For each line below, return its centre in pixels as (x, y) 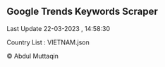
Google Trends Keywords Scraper (82, 12)
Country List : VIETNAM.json (48, 42)
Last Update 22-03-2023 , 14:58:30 (59, 28)
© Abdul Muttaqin (33, 56)
